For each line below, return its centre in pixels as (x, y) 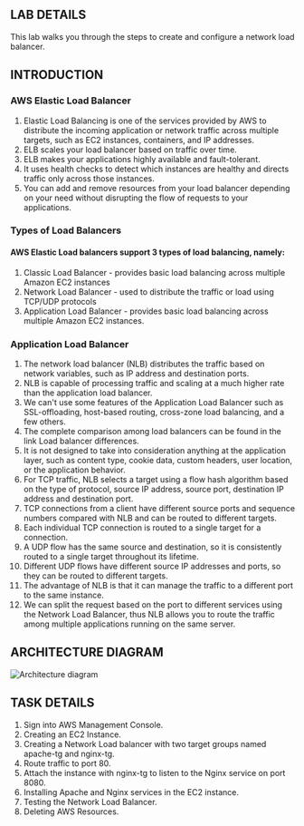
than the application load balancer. (88, 393)
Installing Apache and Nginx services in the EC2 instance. (131, 792)
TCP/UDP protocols (60, 301)
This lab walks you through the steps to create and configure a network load (152, 36)
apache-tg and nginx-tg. (69, 753)
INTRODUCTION (57, 75)
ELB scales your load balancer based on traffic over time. (130, 150)
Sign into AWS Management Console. (93, 724)
